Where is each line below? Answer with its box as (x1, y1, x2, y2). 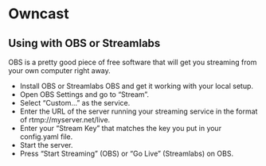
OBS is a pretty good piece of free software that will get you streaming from (8, 57, 257, 67)
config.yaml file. (19, 132, 73, 141)
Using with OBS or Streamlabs (8, 37, 161, 50)
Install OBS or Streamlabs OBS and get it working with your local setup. (19, 81, 253, 91)
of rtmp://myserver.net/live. (19, 115, 111, 124)
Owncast (8, 5, 69, 23)
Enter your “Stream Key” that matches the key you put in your (19, 124, 221, 133)
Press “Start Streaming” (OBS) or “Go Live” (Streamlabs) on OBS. (19, 149, 233, 158)
